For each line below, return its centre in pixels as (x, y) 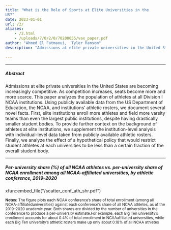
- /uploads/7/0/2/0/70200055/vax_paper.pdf (61, 39)
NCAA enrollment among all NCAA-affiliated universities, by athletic (79, 173)
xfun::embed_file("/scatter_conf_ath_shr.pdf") (53, 191)
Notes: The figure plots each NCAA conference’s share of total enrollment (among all (80, 200)
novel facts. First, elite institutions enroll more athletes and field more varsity (85, 113)
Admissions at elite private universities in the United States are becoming (82, 86)
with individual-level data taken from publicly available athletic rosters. (79, 135)
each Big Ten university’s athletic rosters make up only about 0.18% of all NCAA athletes (82, 222)
